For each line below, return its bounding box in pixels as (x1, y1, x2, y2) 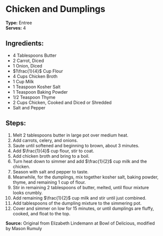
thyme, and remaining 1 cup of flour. (12, 179, 86, 185)
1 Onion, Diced (12, 63, 42, 68)
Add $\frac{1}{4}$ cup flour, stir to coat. (12, 148, 95, 154)
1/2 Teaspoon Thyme (12, 94, 56, 100)
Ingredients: (5, 39, 44, 48)
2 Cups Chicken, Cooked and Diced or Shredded (12, 100, 112, 105)
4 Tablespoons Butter (12, 52, 57, 58)
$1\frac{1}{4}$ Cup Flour (12, 68, 63, 74)
